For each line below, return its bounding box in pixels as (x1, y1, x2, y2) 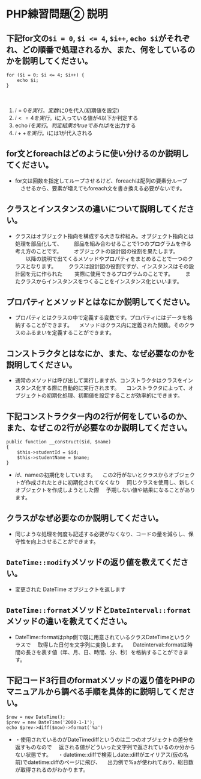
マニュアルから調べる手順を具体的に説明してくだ (6, 686, 187, 696)
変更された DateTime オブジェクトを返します (14, 586, 126, 593)
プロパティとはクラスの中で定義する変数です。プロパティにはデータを (14, 314, 188, 321)
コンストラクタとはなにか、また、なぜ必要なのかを (6, 348, 195, 358)
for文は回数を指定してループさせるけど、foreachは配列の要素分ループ (14, 177, 188, 184)
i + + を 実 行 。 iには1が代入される (14, 130, 93, 136)
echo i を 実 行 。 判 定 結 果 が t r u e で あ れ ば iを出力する (14, 122, 136, 129)
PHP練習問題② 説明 (6, 7, 108, 21)
